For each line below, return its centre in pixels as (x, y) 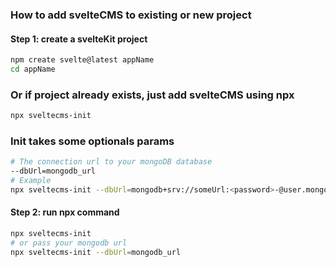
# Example (31, 181)
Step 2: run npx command (65, 212)
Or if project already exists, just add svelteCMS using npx (152, 95)
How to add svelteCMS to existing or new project (131, 15)
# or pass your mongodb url (69, 243)
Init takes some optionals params (92, 141)
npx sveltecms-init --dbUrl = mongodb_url (96, 252)
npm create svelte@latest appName (82, 60)
